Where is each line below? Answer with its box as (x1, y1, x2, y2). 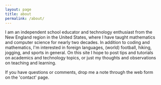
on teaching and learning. (5, 60, 56, 66)
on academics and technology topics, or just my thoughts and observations (5, 55, 157, 61)
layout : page (5, 7, 32, 12)
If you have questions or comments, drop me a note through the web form (5, 70, 153, 75)
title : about (5, 12, 32, 16)
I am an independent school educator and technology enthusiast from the (5, 29, 152, 35)
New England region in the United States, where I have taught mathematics (5, 34, 156, 40)
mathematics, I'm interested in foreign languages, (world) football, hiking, (5, 44, 152, 51)
